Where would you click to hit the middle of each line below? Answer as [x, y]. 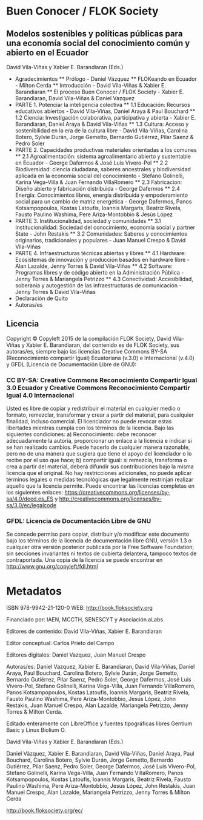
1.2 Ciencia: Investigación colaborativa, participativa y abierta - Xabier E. [105, 118]
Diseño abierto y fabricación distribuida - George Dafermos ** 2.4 [98, 189]
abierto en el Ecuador [48, 53]
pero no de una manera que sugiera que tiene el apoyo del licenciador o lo [99, 454]
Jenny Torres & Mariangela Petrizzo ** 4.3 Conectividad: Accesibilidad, [104, 279]
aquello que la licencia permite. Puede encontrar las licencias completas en [101, 486]
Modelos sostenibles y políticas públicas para [95, 34]
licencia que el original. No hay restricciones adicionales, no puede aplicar [99, 473]
